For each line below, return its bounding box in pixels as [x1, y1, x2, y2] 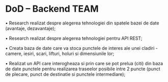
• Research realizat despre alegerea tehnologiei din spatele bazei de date [5, 20, 159, 26]
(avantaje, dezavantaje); [5, 25, 56, 31]
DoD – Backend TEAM [5, 3, 99, 15]
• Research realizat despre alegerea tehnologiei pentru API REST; [5, 35, 143, 41]
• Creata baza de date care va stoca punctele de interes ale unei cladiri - [5, 45, 158, 51]
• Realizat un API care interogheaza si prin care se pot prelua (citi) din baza [5, 60, 163, 66]
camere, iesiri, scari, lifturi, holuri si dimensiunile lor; [5, 50, 115, 57]
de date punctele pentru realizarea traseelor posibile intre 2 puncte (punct [5, 66, 160, 72]
